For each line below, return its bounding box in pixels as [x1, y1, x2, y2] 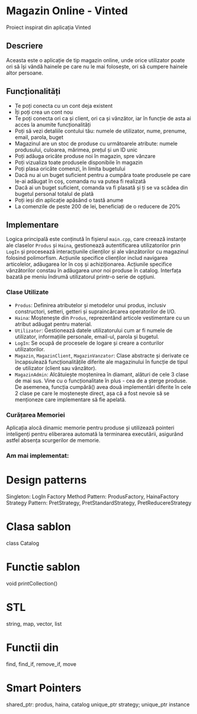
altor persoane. [6, 69, 43, 76]
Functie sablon [6, 560, 80, 574]
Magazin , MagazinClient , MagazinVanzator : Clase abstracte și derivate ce [14, 352, 189, 359]
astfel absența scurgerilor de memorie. [6, 436, 101, 443]
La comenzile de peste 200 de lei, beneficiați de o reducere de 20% [14, 202, 181, 210]
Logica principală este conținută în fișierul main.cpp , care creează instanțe [6, 236, 186, 243]
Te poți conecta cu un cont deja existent [14, 102, 113, 109]
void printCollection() [6, 580, 58, 587]
